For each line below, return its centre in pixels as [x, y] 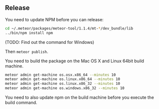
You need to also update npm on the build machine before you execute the [79, 97]
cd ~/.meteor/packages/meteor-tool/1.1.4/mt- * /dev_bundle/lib [69, 28]
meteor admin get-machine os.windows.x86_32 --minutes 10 [65, 88]
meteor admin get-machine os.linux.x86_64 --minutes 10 [63, 79]
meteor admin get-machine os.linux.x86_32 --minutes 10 [63, 84]
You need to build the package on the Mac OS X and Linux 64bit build [75, 61]
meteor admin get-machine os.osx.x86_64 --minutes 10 [61, 75]
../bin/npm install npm [29, 33]
